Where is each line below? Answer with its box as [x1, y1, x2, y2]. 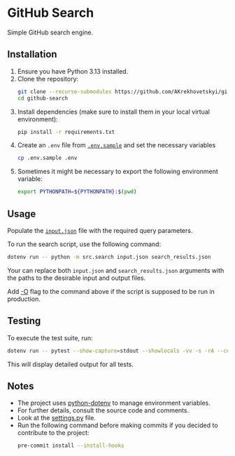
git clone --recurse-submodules [17, 88, 112, 95]
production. [7, 295, 41, 303]
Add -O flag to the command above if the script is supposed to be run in [7, 287, 215, 295]
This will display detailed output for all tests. [7, 360, 134, 368]
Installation [7, 48, 57, 60]
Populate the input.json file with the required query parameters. [7, 226, 193, 234]
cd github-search [17, 95, 69, 102]
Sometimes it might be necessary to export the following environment [17, 167, 218, 176]
